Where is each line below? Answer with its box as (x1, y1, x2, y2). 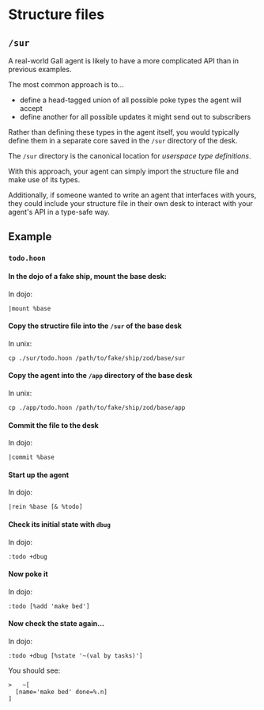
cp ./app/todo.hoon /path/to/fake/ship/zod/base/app (8, 403, 186, 411)
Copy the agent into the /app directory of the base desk (8, 371, 193, 380)
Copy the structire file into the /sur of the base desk (8, 321, 182, 330)
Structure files (8, 6, 105, 24)
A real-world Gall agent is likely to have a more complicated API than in (8, 56, 239, 65)
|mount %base (8, 304, 51, 312)
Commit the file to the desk (8, 420, 99, 429)
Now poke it (8, 569, 49, 579)
